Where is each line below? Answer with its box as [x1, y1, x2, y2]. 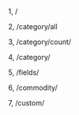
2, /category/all [8, 22, 58, 31]
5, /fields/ [8, 68, 39, 77]
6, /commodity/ [8, 83, 58, 92]
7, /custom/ [8, 98, 45, 107]
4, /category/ [8, 53, 51, 61]
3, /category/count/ [8, 37, 72, 46]
